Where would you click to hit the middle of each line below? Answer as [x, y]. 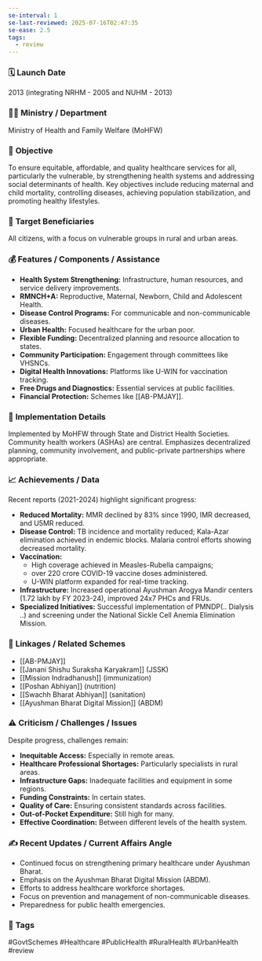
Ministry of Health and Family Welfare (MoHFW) [86, 130]
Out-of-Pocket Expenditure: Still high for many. [97, 813]
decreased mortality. [53, 548]
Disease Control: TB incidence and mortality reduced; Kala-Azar [124, 532]
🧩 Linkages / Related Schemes [67, 644]
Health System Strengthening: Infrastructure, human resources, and [131, 279]
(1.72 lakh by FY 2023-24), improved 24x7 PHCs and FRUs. [115, 599]
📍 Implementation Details [57, 416]
